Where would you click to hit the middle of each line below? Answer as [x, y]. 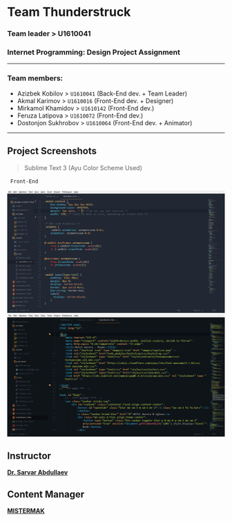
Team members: [35, 78]
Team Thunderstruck [69, 12]
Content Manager [46, 494]
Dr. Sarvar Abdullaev [38, 473]
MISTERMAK [26, 511]
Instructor [29, 456]
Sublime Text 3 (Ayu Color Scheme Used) [83, 167]
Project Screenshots [52, 151]
